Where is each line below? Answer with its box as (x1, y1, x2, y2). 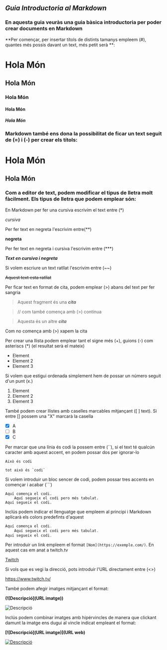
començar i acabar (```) (5, 481, 53, 487)
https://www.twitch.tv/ (5, 576, 51, 582)
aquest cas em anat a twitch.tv (5, 547, 68, 553)
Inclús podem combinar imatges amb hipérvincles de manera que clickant (5, 615, 157, 621)
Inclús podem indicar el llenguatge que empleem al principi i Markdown (5, 509, 152, 515)
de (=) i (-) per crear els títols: (5, 136, 78, 143)
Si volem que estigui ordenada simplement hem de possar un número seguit (5, 373, 162, 379)
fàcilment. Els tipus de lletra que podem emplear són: (5, 196, 137, 203)
